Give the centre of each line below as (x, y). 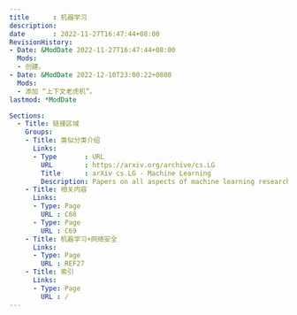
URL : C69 (59, 231)
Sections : (27, 116)
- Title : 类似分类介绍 (63, 141)
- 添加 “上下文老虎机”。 (57, 91)
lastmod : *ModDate (43, 100)
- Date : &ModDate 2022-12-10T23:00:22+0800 (91, 75)
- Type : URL (68, 157)
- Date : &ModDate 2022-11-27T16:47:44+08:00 (92, 50)
